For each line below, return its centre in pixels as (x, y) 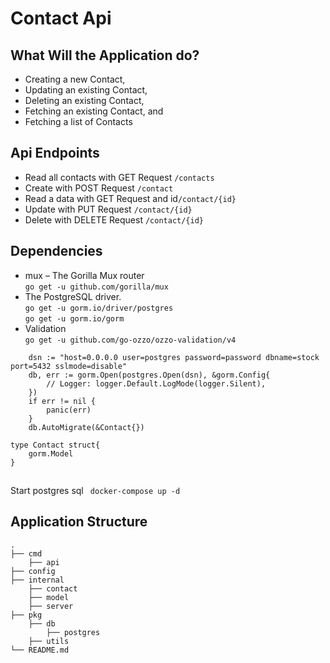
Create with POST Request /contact (99, 188)
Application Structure (79, 522)
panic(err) (69, 410)
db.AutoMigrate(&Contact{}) (86, 427)
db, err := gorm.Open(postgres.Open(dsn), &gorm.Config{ (149, 375)
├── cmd (26, 553)
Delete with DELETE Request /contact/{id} (114, 219)
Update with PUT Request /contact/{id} (108, 209)
